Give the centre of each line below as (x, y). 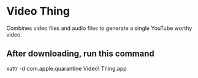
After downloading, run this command (80, 54)
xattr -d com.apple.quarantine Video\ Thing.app (67, 68)
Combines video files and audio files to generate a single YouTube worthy (99, 28)
